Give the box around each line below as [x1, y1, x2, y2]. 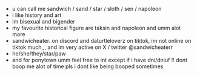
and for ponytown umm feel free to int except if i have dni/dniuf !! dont [12, 57, 188, 63]
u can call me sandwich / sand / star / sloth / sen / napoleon [12, 5, 162, 12]
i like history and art [12, 11, 62, 19]
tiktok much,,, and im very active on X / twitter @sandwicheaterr [12, 43, 173, 51]
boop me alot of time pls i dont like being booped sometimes [12, 63, 164, 70]
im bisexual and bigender [12, 18, 76, 25]
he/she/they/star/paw [12, 50, 66, 57]
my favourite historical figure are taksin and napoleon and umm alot [12, 24, 181, 31]
